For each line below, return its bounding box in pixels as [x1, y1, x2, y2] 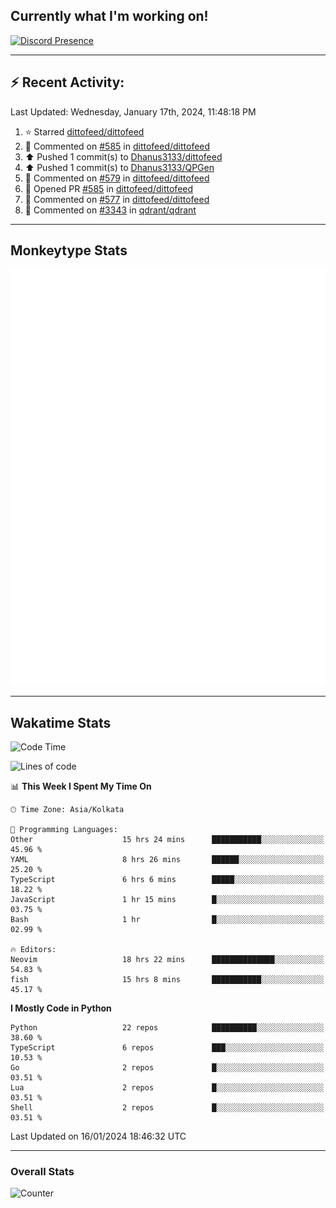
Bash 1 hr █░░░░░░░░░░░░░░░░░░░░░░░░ [10, 915, 325, 925]
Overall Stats [10, 1165, 75, 1179]
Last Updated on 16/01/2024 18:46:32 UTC [10, 1130, 187, 1143]
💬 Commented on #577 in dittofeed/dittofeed [24, 193, 210, 205]
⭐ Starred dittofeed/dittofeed [24, 125, 145, 138]
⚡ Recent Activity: [10, 74, 125, 91]
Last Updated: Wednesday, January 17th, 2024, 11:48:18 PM [10, 105, 257, 118]
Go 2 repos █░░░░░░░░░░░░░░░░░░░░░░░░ [10, 1063, 325, 1073]
